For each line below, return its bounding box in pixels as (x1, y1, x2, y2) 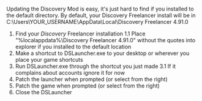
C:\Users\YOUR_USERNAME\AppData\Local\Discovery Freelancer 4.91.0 (6, 18, 189, 25)
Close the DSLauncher (15, 89, 72, 95)
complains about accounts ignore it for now (15, 69, 125, 76)
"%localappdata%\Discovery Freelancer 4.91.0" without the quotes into (15, 37, 196, 43)
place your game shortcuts (15, 56, 84, 63)
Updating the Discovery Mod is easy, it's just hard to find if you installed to (6, 6, 194, 12)
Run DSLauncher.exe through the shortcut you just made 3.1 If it (15, 62, 176, 70)
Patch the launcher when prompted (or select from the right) (15, 76, 168, 83)
